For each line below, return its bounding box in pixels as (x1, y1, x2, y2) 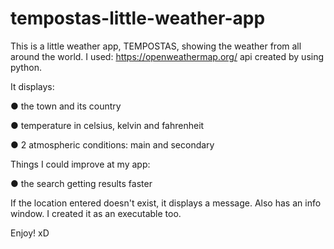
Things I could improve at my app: (10, 158, 151, 170)
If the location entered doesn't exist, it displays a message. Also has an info (10, 197, 322, 209)
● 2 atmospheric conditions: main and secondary (10, 138, 215, 151)
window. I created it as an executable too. (10, 207, 182, 219)
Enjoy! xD (10, 227, 50, 239)
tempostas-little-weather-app (10, 7, 266, 30)
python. (10, 61, 42, 73)
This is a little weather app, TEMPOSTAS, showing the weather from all (10, 40, 302, 52)
